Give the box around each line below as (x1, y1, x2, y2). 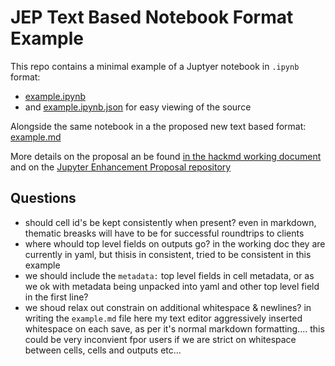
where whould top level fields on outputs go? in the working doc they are (24, 237, 326, 250)
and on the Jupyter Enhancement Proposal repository (10, 161, 232, 173)
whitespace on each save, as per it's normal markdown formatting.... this (24, 322, 325, 335)
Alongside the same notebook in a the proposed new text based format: (10, 120, 307, 132)
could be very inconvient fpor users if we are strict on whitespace (24, 333, 297, 345)
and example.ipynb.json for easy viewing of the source (24, 101, 252, 113)
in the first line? (24, 291, 89, 303)
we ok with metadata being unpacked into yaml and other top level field (24, 280, 320, 292)
